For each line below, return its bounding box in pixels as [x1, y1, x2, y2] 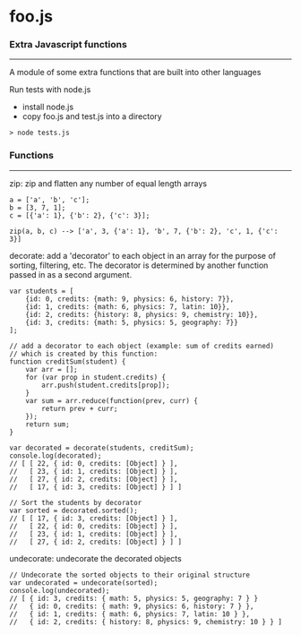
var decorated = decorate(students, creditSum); [9, 443, 194, 452]
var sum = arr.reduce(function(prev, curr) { [25, 396, 199, 405]
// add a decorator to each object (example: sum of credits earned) [9, 341, 275, 350]
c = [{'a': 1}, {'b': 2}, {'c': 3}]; [9, 210, 150, 220]
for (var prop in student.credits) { [25, 373, 167, 382]
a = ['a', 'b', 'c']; [9, 195, 90, 204]
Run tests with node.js [9, 84, 91, 95]
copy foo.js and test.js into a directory [21, 111, 163, 122]
